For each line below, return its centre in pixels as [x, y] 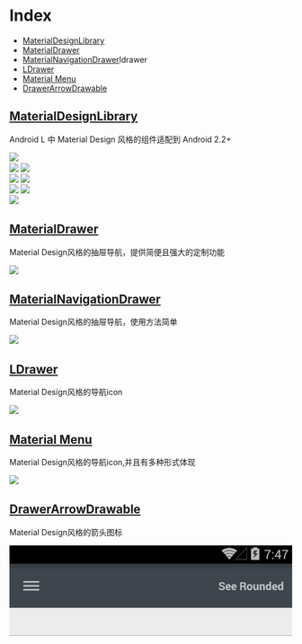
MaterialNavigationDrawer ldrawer [85, 59]
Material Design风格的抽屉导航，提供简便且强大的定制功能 [117, 251]
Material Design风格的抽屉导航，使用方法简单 [93, 322]
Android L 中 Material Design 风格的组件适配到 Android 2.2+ [120, 139]
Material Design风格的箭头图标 [66, 532]
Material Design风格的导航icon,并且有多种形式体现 [102, 462]
